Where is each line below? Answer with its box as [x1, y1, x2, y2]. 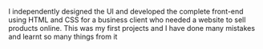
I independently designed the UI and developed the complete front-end [8, 7, 244, 16]
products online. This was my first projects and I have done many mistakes [8, 24, 255, 32]
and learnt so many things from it [8, 32, 118, 41]
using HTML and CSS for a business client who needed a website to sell [8, 15, 246, 24]
